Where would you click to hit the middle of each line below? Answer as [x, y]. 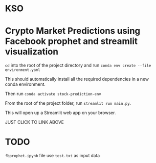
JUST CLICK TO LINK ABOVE [34, 122]
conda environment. [25, 84]
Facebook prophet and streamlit [71, 41]
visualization [32, 52]
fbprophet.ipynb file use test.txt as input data [53, 156]
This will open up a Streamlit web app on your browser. [60, 113]
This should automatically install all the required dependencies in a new [77, 79]
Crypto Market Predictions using [73, 31]
